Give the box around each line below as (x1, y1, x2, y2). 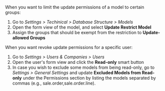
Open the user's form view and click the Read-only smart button (12, 59, 144, 65)
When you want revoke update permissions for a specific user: (5, 45, 133, 50)
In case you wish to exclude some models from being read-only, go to (12, 64, 155, 70)
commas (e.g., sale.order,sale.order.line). (12, 80, 96, 86)
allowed (12, 35, 29, 41)
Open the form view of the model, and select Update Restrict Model (12, 24, 152, 30)
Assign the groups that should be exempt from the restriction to (12, 30, 142, 35)
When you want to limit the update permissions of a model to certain (5, 4, 144, 10)
